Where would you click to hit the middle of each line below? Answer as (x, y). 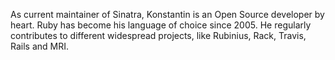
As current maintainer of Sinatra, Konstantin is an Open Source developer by (167, 14)
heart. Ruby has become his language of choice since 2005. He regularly (161, 25)
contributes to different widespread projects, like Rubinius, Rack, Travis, (158, 35)
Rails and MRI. (40, 46)
